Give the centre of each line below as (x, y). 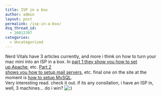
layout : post (19, 19)
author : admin (20, 14)
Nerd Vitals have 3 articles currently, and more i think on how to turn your (81, 56)
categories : (17, 38)
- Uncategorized (26, 42)
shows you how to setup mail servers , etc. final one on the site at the (76, 72)
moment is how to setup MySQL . (39, 77)
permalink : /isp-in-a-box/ (33, 24)
